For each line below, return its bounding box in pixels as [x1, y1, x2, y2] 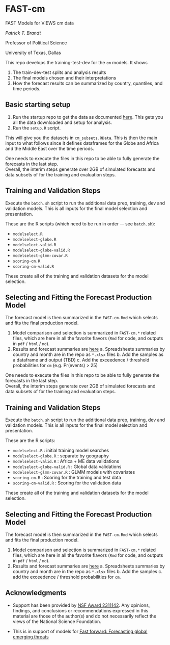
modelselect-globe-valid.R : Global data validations [12, 463, 122, 470]
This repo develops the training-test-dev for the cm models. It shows [5, 59, 148, 65]
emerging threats [12, 633, 49, 640]
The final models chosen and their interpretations [12, 74, 117, 81]
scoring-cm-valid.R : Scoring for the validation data [12, 480, 121, 486]
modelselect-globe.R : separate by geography [12, 453, 109, 459]
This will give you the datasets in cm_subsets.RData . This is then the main [5, 135, 158, 141]
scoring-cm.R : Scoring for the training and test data [12, 475, 121, 481]
